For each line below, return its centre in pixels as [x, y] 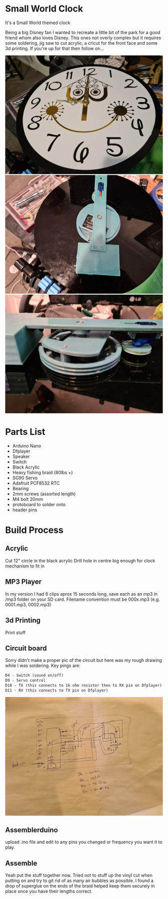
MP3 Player [23, 582]
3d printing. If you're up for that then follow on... [54, 48]
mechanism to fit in [25, 566]
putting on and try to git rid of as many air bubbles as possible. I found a [79, 880]
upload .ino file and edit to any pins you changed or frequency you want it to [84, 842]
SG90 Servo [25, 478]
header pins [25, 510]
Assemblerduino [32, 830]
